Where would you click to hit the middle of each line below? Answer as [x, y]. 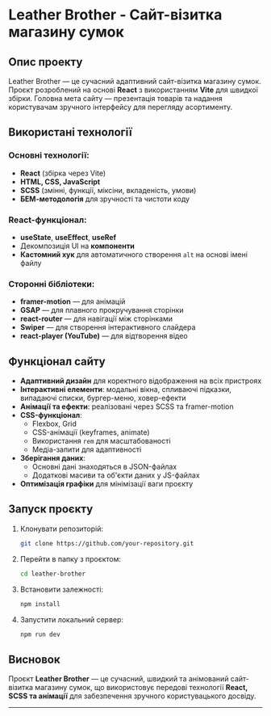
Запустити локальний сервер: [71, 619]
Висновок [34, 659]
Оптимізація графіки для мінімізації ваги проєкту [106, 484]
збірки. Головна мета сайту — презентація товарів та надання [116, 98]
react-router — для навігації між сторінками [96, 319]
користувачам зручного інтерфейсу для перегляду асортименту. [121, 107]
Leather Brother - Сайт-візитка [115, 15]
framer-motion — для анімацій [73, 301]
